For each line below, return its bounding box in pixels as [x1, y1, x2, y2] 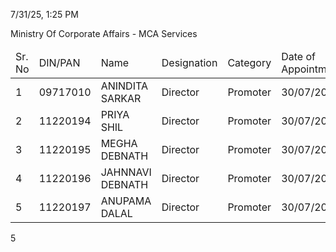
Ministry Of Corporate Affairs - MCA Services [10, 28, 198, 39]
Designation [161, 56, 218, 69]
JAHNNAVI [100, 165, 152, 179]
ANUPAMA [100, 194, 152, 208]
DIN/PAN [38, 56, 81, 69]
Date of [281, 50, 316, 63]
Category [227, 56, 272, 69]
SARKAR [100, 92, 142, 105]
